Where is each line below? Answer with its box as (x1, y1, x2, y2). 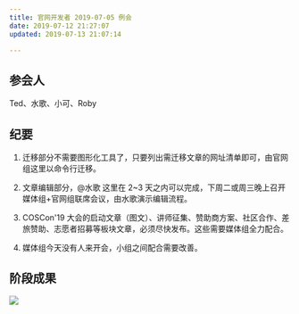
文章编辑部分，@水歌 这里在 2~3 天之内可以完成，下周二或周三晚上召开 (21, 182, 286, 193)
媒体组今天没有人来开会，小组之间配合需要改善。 (21, 243, 203, 252)
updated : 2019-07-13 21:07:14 (9, 29, 122, 38)
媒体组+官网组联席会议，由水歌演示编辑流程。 (21, 194, 193, 203)
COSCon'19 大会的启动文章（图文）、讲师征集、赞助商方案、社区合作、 (21, 212, 283, 223)
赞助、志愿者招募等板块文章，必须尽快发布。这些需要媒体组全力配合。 (29, 224, 288, 234)
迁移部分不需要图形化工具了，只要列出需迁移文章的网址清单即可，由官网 (21, 153, 288, 162)
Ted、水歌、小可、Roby (9, 98, 97, 109)
